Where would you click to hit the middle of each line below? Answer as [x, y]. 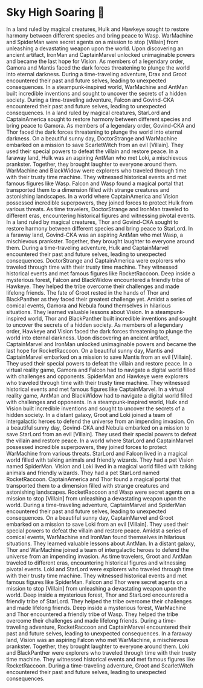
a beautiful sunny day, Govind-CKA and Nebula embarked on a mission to [98, 428]
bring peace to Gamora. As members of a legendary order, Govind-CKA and [101, 125]
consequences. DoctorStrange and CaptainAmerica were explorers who [96, 260]
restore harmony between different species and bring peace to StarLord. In [100, 228]
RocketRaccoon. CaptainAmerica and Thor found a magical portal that [94, 479]
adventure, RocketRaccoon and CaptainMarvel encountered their [110, 627]
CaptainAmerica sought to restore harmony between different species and [99, 119]
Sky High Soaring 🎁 [55, 12]
